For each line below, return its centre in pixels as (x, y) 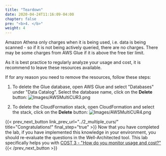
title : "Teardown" (24, 10)
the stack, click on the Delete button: (50, 112)
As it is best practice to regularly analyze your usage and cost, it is (73, 62)
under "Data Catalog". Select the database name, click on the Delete (82, 92)
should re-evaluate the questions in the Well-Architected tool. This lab (76, 138)
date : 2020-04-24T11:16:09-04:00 (40, 14)
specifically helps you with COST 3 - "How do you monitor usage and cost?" (83, 143)
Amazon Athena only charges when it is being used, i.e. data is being (76, 42)
